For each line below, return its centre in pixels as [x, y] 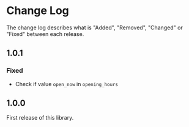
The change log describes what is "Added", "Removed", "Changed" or [95, 27]
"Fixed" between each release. [45, 34]
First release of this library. [40, 118]
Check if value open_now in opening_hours [66, 84]
